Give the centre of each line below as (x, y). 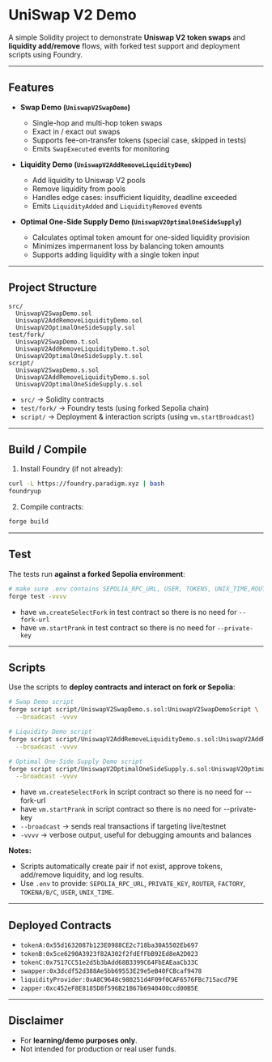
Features (31, 88)
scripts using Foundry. (46, 54)
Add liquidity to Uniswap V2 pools (89, 180)
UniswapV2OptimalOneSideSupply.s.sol (79, 384)
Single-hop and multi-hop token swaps (97, 122)
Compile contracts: (52, 507)
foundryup (25, 492)
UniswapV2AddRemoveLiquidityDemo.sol (79, 320)
